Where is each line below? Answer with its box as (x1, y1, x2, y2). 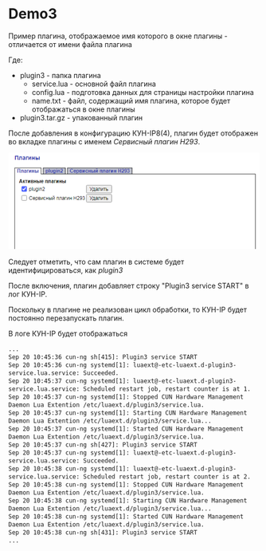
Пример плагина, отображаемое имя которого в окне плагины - (8, 31, 229, 41)
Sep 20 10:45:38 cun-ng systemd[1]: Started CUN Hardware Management (8, 512, 244, 521)
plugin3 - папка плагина (19, 70, 101, 80)
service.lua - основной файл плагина (31, 79, 157, 89)
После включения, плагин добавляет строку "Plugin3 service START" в (8, 281, 249, 290)
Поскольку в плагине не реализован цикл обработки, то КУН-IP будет (8, 305, 248, 314)
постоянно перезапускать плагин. (8, 313, 125, 323)
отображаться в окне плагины (31, 104, 135, 114)
